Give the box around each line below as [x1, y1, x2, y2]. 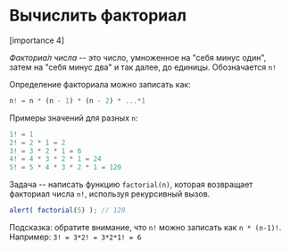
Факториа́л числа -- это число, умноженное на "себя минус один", [9, 52, 267, 63]
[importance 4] [9, 35, 65, 46]
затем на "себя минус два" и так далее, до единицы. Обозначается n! [9, 62, 277, 72]
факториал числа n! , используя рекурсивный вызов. [9, 188, 211, 199]
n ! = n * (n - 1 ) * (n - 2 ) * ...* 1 [9, 96, 145, 105]
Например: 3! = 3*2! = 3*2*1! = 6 [9, 231, 142, 242]
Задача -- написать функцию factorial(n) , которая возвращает [9, 180, 253, 190]
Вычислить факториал [9, 5, 187, 26]
